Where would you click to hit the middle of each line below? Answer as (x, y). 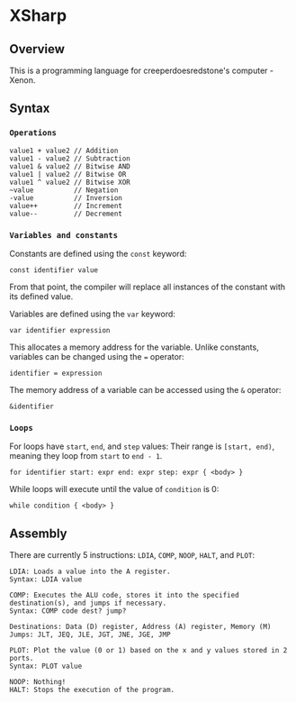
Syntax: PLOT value (46, 666)
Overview (37, 49)
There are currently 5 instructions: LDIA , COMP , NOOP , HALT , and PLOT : (132, 555)
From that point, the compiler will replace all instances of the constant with (148, 287)
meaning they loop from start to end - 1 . (86, 456)
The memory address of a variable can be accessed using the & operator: (145, 389)
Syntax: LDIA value (46, 580)
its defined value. (41, 296)
